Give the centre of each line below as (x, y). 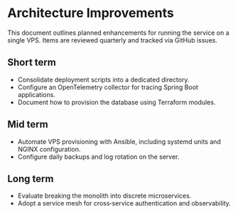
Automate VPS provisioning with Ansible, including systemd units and (119, 141)
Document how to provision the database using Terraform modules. (117, 102)
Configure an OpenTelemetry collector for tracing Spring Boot (108, 87)
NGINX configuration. (49, 149)
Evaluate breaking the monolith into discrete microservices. (104, 196)
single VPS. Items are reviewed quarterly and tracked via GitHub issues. (113, 40)
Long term (31, 179)
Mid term (28, 124)
